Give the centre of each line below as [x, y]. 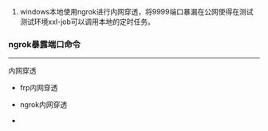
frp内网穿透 [39, 88]
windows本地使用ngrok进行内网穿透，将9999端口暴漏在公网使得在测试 [136, 12]
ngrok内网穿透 [43, 105]
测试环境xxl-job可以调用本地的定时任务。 [87, 22]
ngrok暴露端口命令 [45, 44]
